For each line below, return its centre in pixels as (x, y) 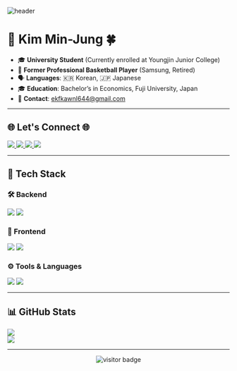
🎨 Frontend (26, 231)
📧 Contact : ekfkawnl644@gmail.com (71, 98)
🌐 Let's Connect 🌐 (49, 127)
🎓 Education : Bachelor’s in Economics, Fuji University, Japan (108, 88)
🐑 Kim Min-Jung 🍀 (62, 39)
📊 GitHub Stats (42, 312)
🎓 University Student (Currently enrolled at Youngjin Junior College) (119, 59)
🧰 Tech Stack (37, 174)
